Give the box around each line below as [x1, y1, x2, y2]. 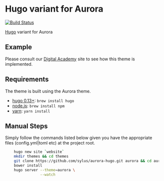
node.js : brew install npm [12, 103, 65, 109]
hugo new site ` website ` [14, 149, 64, 154]
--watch [40, 172, 56, 177]
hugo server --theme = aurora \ [14, 167, 76, 172]
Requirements [5, 75, 49, 84]
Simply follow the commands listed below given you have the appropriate [5, 135, 152, 141]
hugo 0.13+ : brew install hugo [12, 97, 74, 103]
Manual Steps [5, 122, 48, 130]
